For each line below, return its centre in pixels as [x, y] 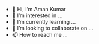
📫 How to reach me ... [40, 35]
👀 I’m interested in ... [37, 15]
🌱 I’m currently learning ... [44, 22]
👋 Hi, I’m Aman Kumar [39, 9]
